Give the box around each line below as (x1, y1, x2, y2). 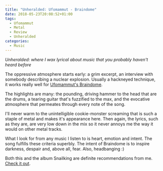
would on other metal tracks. (5, 126, 63, 132)
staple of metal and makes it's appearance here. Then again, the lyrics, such (5, 116, 159, 121)
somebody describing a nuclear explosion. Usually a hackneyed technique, (5, 76, 156, 82)
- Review (9, 30, 27, 34)
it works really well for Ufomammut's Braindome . (5, 81, 103, 87)
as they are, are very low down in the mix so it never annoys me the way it (5, 121, 153, 127)
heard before (5, 62, 32, 68)
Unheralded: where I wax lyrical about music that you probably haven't (5, 56, 148, 62)
